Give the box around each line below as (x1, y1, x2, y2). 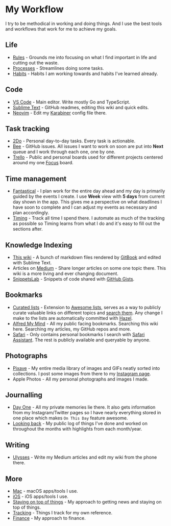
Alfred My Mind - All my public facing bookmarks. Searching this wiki (12, 320, 158, 327)
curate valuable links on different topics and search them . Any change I (12, 310, 163, 316)
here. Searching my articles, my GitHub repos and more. (12, 325, 131, 332)
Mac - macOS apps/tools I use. (12, 488, 78, 494)
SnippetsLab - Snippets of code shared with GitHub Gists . (12, 276, 135, 282)
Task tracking (5, 124, 50, 133)
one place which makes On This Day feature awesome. (12, 415, 128, 421)
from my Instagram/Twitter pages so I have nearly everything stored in (12, 410, 161, 416)
